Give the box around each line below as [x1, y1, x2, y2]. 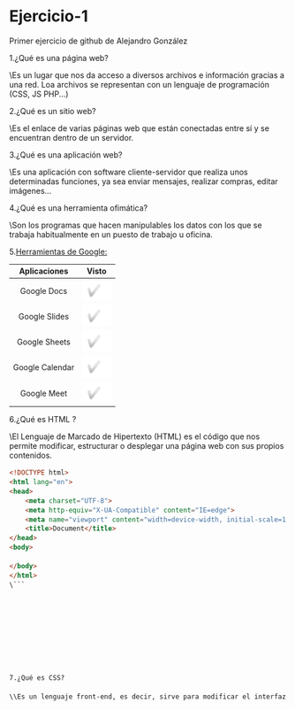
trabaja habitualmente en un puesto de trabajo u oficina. [9, 228, 214, 240]
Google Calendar [12, 362, 75, 373]
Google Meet [20, 388, 68, 398]
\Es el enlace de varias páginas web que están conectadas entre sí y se [9, 122, 269, 134]
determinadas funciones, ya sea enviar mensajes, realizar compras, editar [9, 175, 278, 187]
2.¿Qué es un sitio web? [9, 105, 96, 116]
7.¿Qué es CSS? [9, 674, 65, 683]
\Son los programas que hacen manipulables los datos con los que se [9, 220, 262, 230]
